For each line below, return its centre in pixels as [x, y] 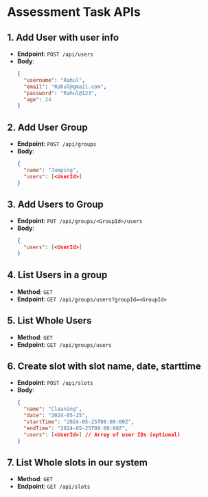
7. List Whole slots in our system [77, 462]
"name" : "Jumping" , [51, 170]
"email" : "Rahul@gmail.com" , [65, 87]
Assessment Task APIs [74, 12]
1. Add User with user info [63, 38]
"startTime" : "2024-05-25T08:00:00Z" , [79, 422]
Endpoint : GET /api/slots [54, 487]
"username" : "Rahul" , [55, 80]
